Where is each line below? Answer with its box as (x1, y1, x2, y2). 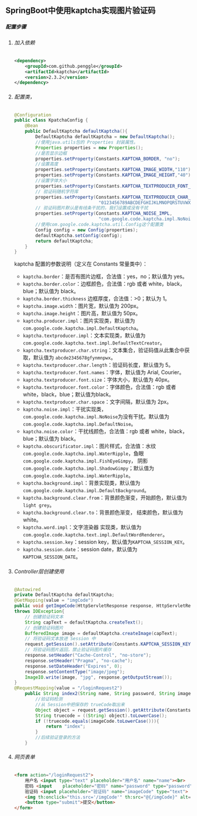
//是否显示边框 (35, 150, 67, 156)
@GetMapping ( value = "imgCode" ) (14, 598, 94, 604)
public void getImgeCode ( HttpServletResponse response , (14, 603, 154, 609)
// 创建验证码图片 (25, 625, 64, 631)
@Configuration (14, 112, 52, 118)
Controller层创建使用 (14, 568, 64, 575)
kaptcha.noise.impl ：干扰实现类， (22, 406, 107, 413)
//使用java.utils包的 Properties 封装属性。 (35, 139, 138, 145)
